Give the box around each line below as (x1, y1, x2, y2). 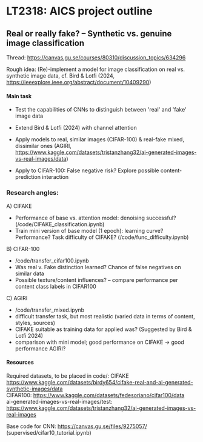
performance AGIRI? (15, 344, 66, 352)
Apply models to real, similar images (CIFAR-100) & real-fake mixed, (15, 136, 185, 143)
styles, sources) (15, 319, 56, 326)
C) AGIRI (6, 294, 28, 301)
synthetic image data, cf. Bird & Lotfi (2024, (6, 72, 115, 79)
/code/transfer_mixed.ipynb (15, 306, 85, 313)
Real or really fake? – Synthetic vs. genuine (6, 28, 172, 39)
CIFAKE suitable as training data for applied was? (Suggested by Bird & (15, 326, 192, 333)
